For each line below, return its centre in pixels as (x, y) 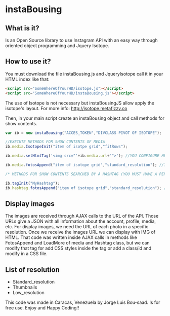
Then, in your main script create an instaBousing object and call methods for (85, 118)
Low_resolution (28, 293)
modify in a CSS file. (27, 254)
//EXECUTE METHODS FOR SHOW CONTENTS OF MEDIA (55, 142)
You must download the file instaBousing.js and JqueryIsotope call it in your (84, 74)
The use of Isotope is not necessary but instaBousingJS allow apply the (80, 103)
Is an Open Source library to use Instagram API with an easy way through (81, 40)
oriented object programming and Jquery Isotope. (57, 46)
